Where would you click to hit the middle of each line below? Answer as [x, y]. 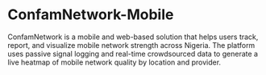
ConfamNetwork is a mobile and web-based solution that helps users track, [133, 37]
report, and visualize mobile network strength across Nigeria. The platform [131, 45]
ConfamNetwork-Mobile [91, 15]
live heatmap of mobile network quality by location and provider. [114, 62]
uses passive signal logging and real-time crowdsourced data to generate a [133, 53]
